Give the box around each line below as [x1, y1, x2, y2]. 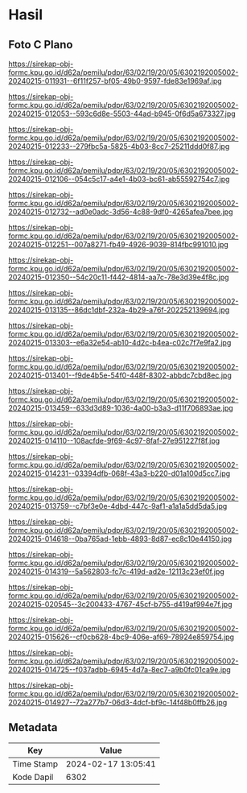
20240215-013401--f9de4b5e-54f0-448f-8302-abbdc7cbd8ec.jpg [8, 370, 232, 380]
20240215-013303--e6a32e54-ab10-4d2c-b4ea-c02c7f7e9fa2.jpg [8, 338, 232, 347]
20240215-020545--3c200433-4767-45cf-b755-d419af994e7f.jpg [8, 600, 233, 609]
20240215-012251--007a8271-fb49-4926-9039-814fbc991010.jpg [8, 240, 229, 249]
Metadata [8, 721, 58, 734]
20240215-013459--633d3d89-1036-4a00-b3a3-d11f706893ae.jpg [8, 403, 233, 412]
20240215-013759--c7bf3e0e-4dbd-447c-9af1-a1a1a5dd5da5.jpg [8, 502, 228, 510]
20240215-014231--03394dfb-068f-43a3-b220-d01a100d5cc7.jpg [8, 469, 231, 478]
